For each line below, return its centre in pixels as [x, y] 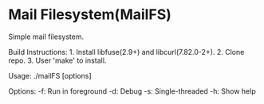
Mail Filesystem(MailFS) [90, 15]
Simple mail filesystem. [46, 37]
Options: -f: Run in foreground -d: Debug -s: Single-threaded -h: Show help [132, 91]
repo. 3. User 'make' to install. [57, 60]
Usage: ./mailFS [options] [50, 75]
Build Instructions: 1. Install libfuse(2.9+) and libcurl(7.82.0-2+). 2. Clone [126, 52]
